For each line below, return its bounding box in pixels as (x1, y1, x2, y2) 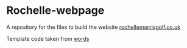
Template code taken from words (6, 35, 90, 42)
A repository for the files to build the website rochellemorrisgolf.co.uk (6, 23, 181, 31)
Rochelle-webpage (6, 4, 105, 17)
